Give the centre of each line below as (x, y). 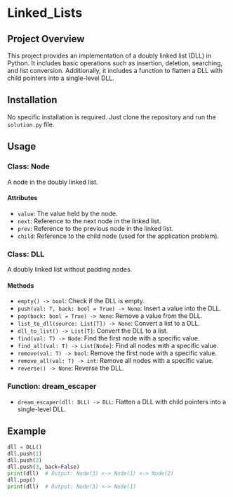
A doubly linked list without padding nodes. (70, 269)
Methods (21, 285)
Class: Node (29, 166)
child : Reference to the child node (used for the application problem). (118, 236)
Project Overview (46, 39)
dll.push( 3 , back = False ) (44, 467)
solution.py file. (31, 124)
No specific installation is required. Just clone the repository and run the (112, 117)
